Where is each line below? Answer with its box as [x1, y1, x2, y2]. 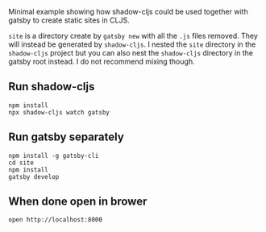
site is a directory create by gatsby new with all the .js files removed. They [8, 31, 258, 40]
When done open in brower [8, 195, 148, 209]
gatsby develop [8, 172, 60, 180]
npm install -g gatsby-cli [8, 151, 99, 159]
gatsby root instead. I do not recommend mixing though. [8, 56, 195, 66]
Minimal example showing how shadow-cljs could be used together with [8, 7, 248, 16]
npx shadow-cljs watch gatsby [8, 108, 110, 116]
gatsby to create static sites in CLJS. [8, 15, 131, 25]
